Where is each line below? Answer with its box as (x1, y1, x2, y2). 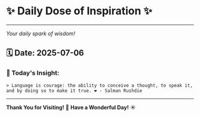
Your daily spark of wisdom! (6, 30, 76, 37)
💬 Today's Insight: (6, 69, 60, 77)
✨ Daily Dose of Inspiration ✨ (6, 4, 153, 18)
